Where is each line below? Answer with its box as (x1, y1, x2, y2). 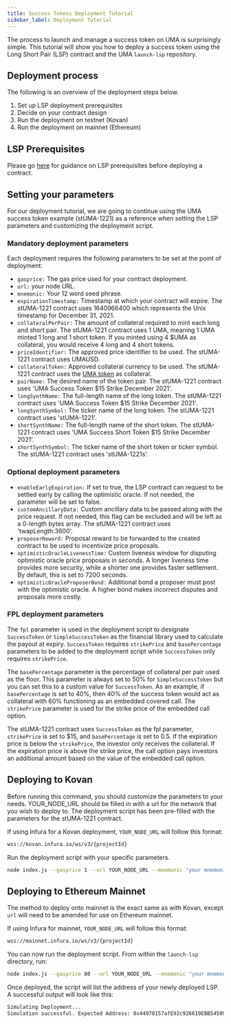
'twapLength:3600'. (16, 526, 74, 535)
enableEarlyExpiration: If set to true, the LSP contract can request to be (16, 482, 223, 491)
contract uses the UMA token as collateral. (31, 370, 152, 378)
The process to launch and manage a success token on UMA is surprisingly (7, 35, 221, 43)
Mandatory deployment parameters (7, 238, 129, 248)
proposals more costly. (16, 592, 82, 601)
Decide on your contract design (16, 109, 107, 117)
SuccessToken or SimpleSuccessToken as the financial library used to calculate (7, 632, 223, 641)
